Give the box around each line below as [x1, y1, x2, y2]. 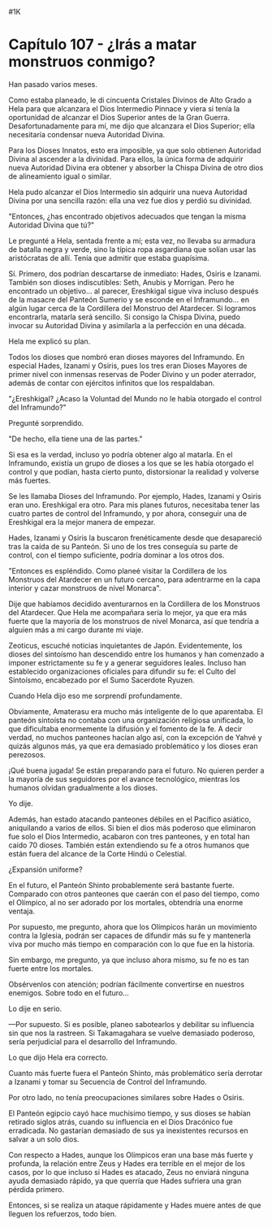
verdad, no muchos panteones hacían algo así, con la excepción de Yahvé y [8, 732, 262, 742]
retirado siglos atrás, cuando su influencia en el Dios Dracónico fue [8, 1116, 233, 1126]
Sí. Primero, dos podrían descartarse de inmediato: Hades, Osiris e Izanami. [8, 268, 262, 279]
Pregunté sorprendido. [8, 418, 84, 427]
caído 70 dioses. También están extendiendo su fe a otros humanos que [8, 840, 250, 850]
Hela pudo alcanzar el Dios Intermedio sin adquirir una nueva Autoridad [8, 187, 248, 197]
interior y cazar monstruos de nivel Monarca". [8, 583, 162, 592]
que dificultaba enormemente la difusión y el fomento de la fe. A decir [8, 723, 243, 734]
